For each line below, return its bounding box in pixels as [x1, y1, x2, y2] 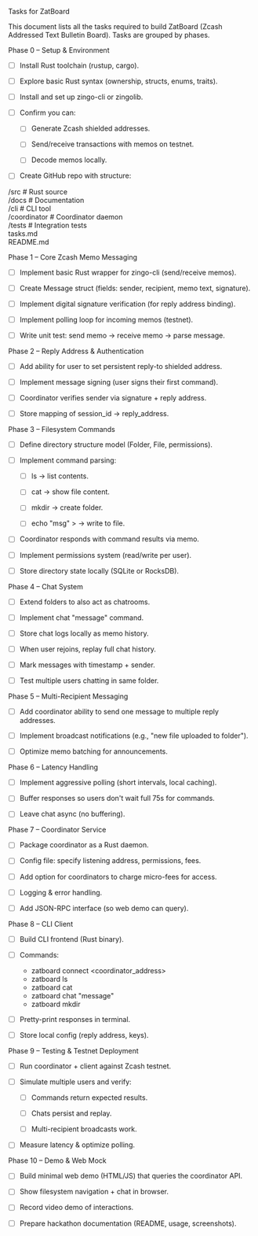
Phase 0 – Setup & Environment [8, 46, 110, 54]
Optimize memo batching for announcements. [19, 747, 169, 756]
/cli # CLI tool [8, 204, 52, 213]
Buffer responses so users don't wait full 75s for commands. [19, 794, 216, 803]
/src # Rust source [8, 186, 68, 196]
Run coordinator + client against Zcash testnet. [19, 1061, 172, 1071]
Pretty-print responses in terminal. [19, 1014, 131, 1024]
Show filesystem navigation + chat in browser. [19, 1187, 169, 1197]
